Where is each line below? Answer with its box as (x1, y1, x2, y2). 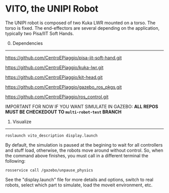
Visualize (12, 118, 32, 124)
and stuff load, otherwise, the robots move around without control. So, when (5, 147, 163, 153)
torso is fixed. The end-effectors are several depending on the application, (5, 25, 160, 31)
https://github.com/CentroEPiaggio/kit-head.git (5, 74, 103, 80)
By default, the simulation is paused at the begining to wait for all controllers (5, 142, 163, 148)
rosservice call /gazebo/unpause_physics (5, 167, 94, 173)
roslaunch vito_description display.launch (5, 133, 98, 138)
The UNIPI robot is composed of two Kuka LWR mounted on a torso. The (5, 20, 156, 26)
